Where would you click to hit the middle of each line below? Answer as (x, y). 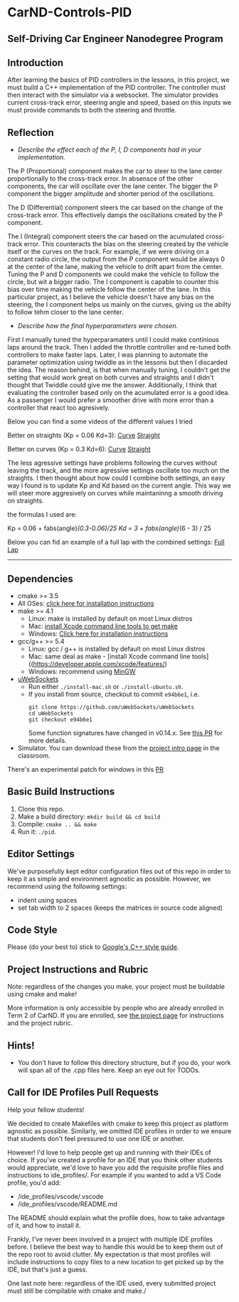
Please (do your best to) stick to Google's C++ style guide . (93, 947)
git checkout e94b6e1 (60, 720)
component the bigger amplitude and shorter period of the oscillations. (111, 194)
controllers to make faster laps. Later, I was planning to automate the (108, 355)
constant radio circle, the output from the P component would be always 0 (116, 259)
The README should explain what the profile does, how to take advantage (116, 1217)
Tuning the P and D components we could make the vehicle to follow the (113, 274)
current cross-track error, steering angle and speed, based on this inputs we (119, 103)
